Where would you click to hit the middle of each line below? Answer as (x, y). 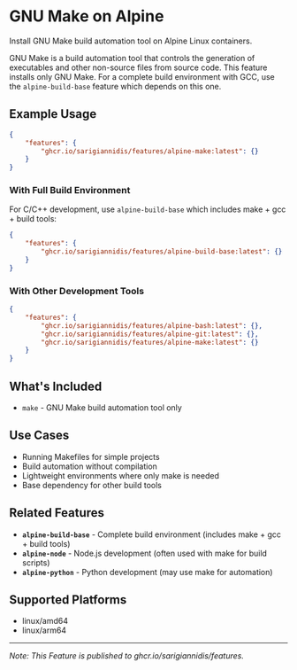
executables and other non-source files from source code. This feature (138, 67)
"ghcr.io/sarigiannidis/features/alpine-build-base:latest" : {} (162, 252)
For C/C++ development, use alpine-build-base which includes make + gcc (148, 209)
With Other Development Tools (76, 291)
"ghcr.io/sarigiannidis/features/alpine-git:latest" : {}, (150, 334)
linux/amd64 (45, 621)
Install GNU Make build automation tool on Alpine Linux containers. (131, 41)
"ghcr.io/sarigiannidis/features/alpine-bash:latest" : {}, (152, 325)
